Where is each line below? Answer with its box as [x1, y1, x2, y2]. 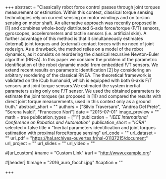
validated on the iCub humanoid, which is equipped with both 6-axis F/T [5, 77, 153, 83]
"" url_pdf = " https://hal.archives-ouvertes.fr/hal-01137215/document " [5, 135, 148, 141]
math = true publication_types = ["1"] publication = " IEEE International [5, 114, 148, 120]
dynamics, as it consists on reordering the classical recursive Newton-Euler [5, 51, 160, 57]
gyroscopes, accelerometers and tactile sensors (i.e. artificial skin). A [5, 31, 147, 36]
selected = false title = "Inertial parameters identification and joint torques [5, 125, 156, 130]
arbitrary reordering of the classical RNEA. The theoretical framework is [5, 72, 152, 78]
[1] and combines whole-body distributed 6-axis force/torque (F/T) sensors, [5, 25, 160, 31]
